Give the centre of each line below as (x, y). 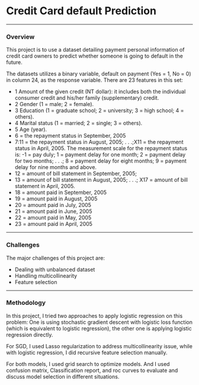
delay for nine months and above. (55, 167)
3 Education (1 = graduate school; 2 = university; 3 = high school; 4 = (99, 110)
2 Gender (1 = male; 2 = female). (54, 104)
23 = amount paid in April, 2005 (54, 224)
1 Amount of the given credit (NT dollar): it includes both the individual (100, 92)
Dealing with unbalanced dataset (55, 269)
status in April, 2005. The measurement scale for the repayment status (101, 148)
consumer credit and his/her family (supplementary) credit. (87, 98)
